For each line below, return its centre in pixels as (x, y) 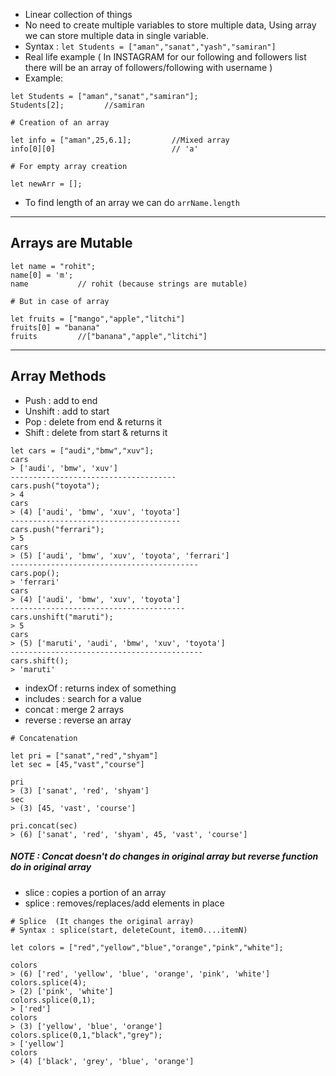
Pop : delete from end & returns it (93, 421)
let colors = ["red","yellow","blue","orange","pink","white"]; (147, 947)
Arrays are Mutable (71, 243)
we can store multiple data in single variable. (116, 35)
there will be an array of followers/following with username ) (148, 67)
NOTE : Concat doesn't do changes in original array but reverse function (164, 856)
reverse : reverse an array (78, 720)
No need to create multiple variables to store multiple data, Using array (170, 25)
